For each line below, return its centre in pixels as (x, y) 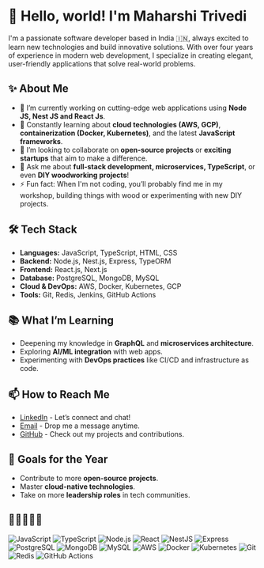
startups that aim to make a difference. (83, 158)
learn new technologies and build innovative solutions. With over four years (131, 47)
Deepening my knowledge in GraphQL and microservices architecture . (137, 343)
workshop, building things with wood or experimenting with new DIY (131, 195)
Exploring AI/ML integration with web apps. (91, 352)
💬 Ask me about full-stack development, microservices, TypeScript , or (137, 166)
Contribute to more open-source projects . (89, 478)
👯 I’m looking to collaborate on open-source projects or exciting (125, 150)
